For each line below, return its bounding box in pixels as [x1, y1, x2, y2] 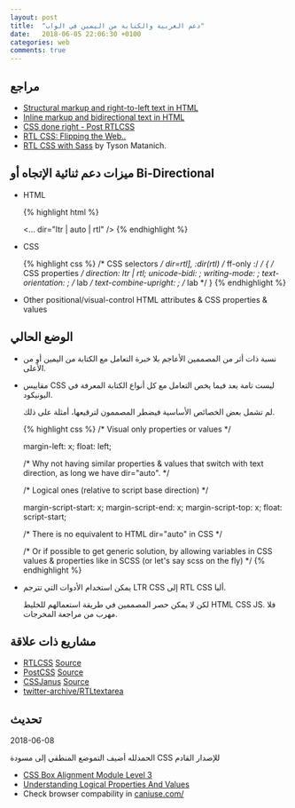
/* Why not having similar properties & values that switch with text [22, 458, 264, 469]
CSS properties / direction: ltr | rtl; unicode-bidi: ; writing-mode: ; [22, 267, 260, 278]
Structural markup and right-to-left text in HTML [22, 102, 198, 113]
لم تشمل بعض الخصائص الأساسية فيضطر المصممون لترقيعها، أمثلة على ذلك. [22, 406, 276, 417]
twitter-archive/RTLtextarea [22, 685, 124, 697]
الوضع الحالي [10, 329, 74, 345]
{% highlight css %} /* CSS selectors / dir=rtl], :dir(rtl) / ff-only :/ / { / [22, 258, 274, 269]
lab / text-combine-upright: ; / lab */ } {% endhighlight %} [76, 277, 287, 288]
